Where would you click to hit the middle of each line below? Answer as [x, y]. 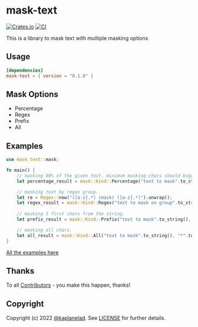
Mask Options [32, 94]
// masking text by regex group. [58, 192]
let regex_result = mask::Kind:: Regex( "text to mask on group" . [97, 203]
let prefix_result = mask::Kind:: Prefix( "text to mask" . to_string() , [104, 219]
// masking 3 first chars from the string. [71, 214]
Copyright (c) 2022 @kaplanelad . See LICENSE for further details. [86, 318]
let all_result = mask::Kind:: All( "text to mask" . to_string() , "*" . [103, 235]
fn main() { [21, 170]
